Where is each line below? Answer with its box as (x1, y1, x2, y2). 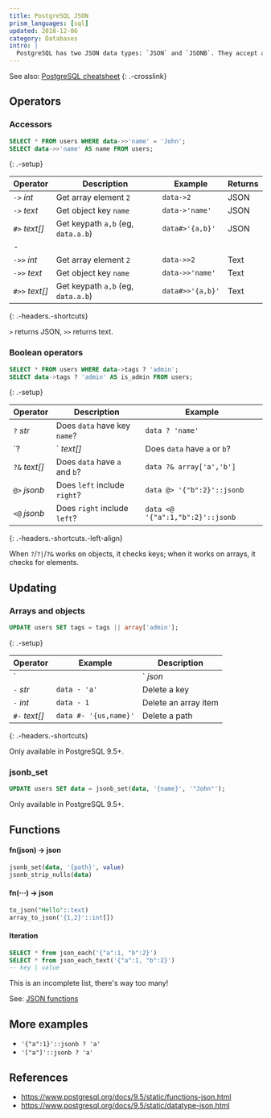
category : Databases (9, 34, 79, 43)
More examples (9, 1017, 88, 1031)
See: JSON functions (9, 994, 79, 1004)
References (9, 1070, 68, 1084)
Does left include (55, 480, 125, 491)
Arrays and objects (9, 605, 85, 617)
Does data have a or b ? (145, 443, 232, 455)
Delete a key (142, 684, 190, 696)
